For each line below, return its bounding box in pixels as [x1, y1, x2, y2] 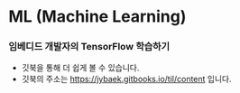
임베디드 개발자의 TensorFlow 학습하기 [8, 41, 171, 53]
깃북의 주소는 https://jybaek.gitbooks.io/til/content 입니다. [21, 74, 232, 85]
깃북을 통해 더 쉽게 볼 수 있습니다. [21, 62, 140, 73]
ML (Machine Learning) [8, 6, 187, 27]
